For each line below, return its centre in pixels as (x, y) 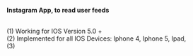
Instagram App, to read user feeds (58, 10)
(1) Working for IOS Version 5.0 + (54, 31)
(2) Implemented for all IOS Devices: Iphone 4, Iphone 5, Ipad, (96, 38)
